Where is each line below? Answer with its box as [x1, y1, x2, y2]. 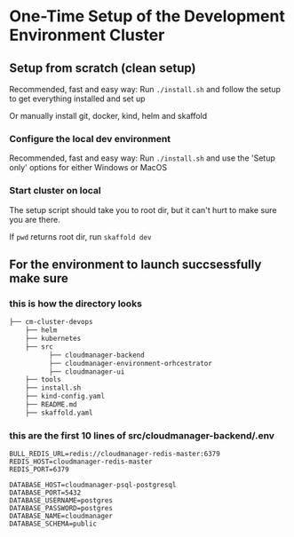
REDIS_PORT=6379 [9, 465, 69, 474]
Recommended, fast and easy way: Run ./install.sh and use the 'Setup [9, 153, 275, 163]
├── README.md [25, 400, 77, 409]
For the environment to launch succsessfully [9, 257, 262, 272]
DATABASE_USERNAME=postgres [9, 496, 114, 505]
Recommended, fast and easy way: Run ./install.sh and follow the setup [9, 84, 282, 94]
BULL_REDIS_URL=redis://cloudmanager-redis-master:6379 [9, 450, 220, 459]
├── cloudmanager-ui [48, 367, 125, 376]
